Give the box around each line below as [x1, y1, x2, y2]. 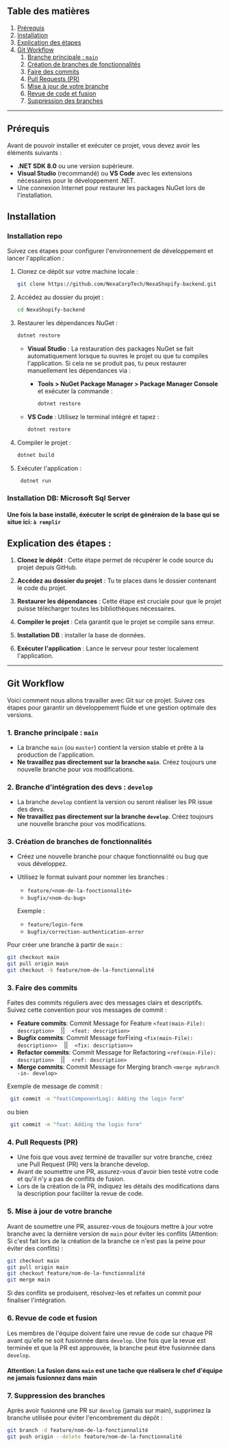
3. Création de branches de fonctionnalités [7, 837, 153, 847]
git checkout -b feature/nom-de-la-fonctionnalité [7, 967, 155, 974]
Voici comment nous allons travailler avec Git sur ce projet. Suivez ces [7, 696, 205, 704]
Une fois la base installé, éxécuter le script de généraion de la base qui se [7, 510, 220, 519]
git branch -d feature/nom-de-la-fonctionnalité [7, 1427, 149, 1434]
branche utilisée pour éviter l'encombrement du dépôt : [7, 1413, 163, 1422]
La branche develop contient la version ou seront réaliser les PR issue [16, 798, 213, 806]
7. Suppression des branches [7, 1391, 105, 1400]
